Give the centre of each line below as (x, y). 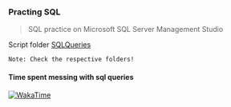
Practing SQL (34, 12)
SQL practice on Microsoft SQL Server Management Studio (126, 30)
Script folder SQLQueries (50, 45)
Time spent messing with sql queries (71, 77)
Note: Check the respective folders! (71, 59)
